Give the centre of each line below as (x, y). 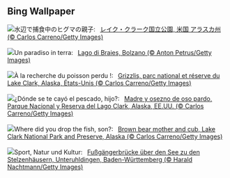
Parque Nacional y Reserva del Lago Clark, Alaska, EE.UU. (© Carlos (106, 106)
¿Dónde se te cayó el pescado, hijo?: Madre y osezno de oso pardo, (113, 98)
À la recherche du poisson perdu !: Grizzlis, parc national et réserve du (117, 75)
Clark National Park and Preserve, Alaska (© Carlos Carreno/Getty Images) (115, 136)
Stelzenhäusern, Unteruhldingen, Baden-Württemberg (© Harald (100, 159)
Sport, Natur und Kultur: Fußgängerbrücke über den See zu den (107, 152)
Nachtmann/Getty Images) (45, 167)
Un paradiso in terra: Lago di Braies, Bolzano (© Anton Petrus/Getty (113, 52)
